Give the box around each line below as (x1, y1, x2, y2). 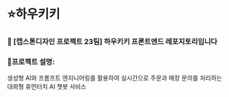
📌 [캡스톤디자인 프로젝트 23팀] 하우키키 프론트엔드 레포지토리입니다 (7, 37, 218, 47)
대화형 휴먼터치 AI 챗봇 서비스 (7, 83, 87, 91)
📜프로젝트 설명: (7, 57, 55, 67)
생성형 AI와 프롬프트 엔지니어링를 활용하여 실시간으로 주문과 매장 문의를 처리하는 (7, 74, 222, 83)
